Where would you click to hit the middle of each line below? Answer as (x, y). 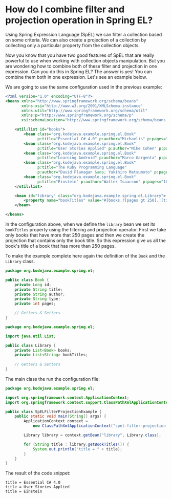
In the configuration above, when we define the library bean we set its (80, 224)
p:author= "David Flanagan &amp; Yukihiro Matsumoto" (95, 172)
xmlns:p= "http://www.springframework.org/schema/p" (78, 115)
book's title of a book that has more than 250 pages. (61, 246)
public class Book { (27, 280)
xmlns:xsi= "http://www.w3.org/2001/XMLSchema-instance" (82, 106)
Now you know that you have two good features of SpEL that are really (80, 55)
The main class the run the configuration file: (52, 379)
